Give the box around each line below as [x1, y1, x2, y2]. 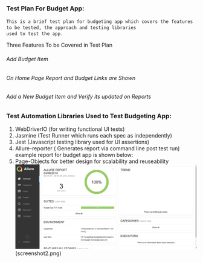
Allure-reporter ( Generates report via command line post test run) [14, 145, 180, 152]
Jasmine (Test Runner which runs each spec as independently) [14, 132, 172, 139]
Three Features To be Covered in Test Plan [6, 41, 113, 49]
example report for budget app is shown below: [14, 151, 134, 159]
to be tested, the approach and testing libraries [6, 25, 137, 31]
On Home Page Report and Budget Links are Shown [6, 74, 136, 81]
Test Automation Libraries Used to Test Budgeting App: [6, 112, 172, 120]
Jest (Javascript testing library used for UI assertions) [14, 138, 150, 146]
